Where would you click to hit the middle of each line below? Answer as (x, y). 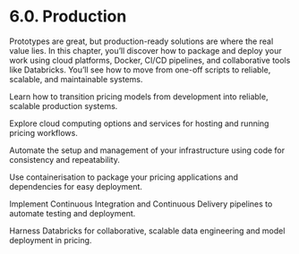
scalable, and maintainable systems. (76, 79)
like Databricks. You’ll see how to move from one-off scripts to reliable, (140, 70)
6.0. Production (68, 17)
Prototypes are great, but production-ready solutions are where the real (141, 41)
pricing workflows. (43, 132)
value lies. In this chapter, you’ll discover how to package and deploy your (145, 50)
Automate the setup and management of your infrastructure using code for (147, 150)
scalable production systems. (64, 106)
